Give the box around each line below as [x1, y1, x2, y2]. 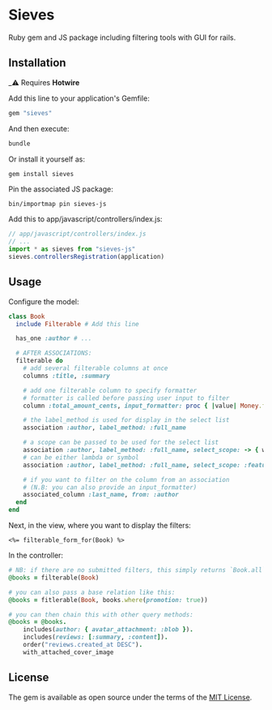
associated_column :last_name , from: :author [23, 491, 180, 499]
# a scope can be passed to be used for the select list [23, 438, 219, 447]
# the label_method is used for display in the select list [23, 416, 230, 424]
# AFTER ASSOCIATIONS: [15, 349, 92, 358]
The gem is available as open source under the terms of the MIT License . [8, 692, 253, 702]
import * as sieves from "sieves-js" [8, 245, 136, 253]
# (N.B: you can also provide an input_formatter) [23, 483, 198, 492]
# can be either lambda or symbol [23, 453, 139, 462]
